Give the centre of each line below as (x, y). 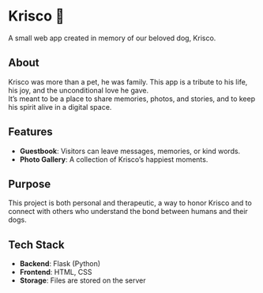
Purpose (30, 184)
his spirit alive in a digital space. (60, 107)
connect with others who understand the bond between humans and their (128, 212)
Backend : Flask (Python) (60, 264)
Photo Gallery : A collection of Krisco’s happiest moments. (114, 159)
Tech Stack (36, 244)
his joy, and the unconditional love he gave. (78, 90)
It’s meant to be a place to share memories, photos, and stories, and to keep (131, 99)
